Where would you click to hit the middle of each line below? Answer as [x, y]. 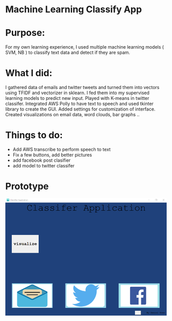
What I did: [29, 73]
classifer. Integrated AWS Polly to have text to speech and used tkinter [79, 104]
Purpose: [25, 33]
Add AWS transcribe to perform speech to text [62, 149]
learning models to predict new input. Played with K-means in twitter [77, 98]
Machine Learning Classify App [74, 9]
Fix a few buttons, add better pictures [52, 155]
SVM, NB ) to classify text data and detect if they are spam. [68, 53]
